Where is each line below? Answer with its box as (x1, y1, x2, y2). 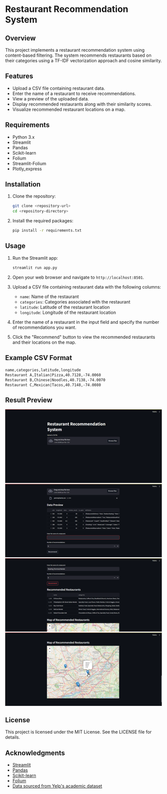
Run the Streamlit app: (12, 255, 58, 261)
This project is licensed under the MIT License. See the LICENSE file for (5, 729, 152, 735)
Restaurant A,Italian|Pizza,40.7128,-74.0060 (5, 372, 101, 378)
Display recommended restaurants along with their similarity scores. (12, 101, 152, 107)
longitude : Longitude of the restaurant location (19, 309, 116, 315)
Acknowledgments (5, 749, 66, 757)
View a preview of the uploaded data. (12, 96, 89, 101)
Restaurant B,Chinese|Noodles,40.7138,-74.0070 (5, 377, 106, 383)
